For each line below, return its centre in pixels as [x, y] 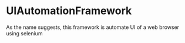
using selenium [24, 33]
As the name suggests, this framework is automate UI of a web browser [93, 27]
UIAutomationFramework [69, 11]
